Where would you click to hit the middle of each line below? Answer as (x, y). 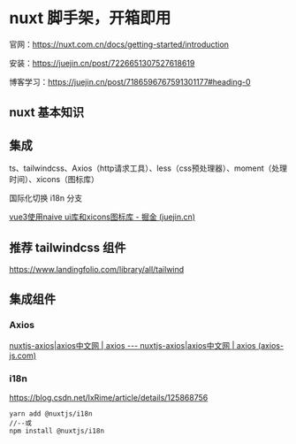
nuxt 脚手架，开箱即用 (90, 18)
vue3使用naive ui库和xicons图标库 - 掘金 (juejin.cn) (102, 217)
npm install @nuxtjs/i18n (57, 431)
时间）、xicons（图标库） (54, 180)
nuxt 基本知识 (47, 113)
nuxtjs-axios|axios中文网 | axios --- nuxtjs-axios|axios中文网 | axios (133, 345)
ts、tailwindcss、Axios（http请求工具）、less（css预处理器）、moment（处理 (148, 168)
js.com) (23, 356)
